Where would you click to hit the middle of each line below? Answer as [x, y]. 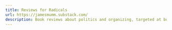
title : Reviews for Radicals [36, 10]
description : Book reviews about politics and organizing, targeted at [83, 19]
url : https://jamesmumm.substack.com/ [47, 15]
